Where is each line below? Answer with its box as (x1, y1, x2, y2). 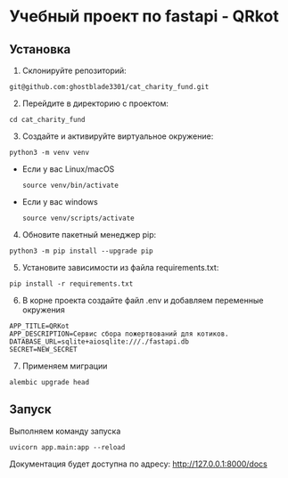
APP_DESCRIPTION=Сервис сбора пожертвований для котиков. (9, 329, 229, 338)
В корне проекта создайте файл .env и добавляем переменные (21, 296, 264, 305)
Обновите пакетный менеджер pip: (21, 230, 157, 239)
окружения (21, 304, 65, 315)
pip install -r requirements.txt (9, 280, 134, 288)
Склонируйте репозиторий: (21, 65, 127, 76)
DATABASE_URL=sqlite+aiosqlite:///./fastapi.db (9, 337, 190, 346)
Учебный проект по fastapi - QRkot (9, 6, 279, 27)
